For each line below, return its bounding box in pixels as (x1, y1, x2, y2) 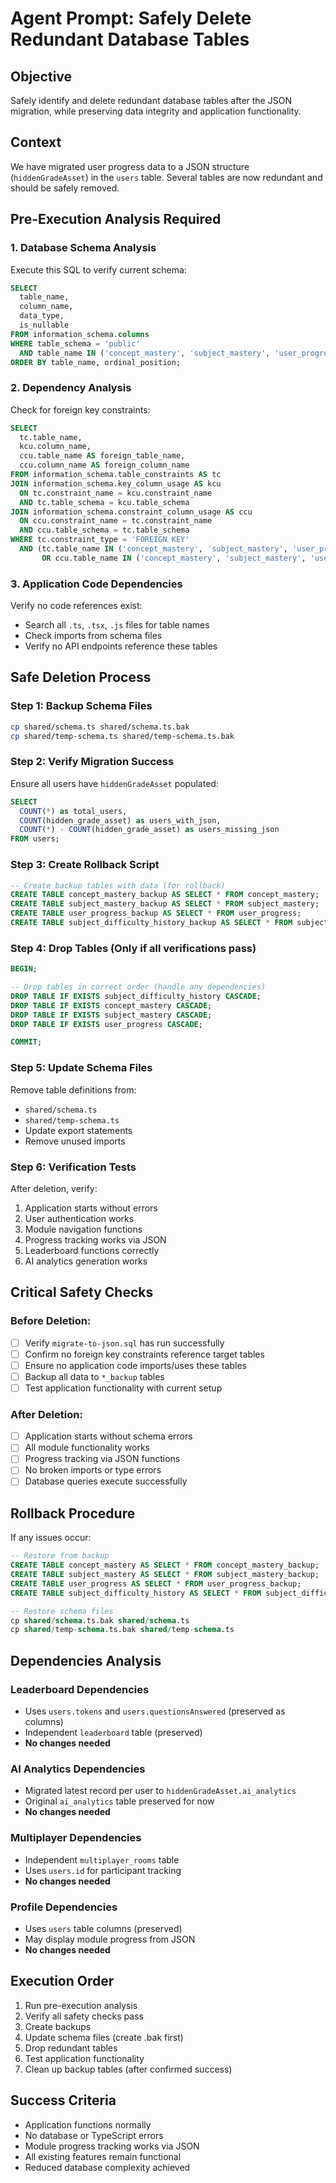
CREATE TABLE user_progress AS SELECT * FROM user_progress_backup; (10, 1578, 302, 1589)
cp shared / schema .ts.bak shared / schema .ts (10, 1615, 190, 1626)
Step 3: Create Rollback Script (10, 858, 160, 872)
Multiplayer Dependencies (10, 1831, 142, 1845)
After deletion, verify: (10, 1182, 98, 1194)
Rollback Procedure (10, 1505, 136, 1522)
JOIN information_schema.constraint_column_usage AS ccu (10, 507, 253, 517)
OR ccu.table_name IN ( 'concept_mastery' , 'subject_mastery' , (41, 553, 307, 563)
